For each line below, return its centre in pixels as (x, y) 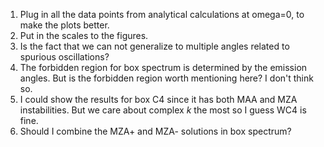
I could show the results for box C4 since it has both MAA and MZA (158, 99)
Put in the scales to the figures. (84, 35)
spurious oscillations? (64, 57)
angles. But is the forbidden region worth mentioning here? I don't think (166, 78)
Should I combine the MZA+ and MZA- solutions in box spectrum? (155, 131)
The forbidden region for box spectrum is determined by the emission (163, 67)
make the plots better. (64, 25)
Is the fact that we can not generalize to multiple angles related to (154, 46)
